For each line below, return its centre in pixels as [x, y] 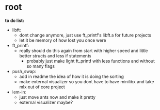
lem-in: [19, 92]
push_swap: [24, 71]
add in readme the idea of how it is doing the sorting [72, 76]
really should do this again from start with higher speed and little [84, 51]
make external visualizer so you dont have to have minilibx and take [87, 81]
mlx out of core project [42, 87]
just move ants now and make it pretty [57, 97]
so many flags [40, 66]
